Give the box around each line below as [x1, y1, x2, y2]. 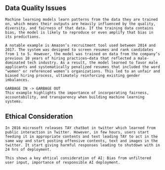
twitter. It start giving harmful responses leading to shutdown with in [5, 142, 161, 147]
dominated [5, 60, 26, 65]
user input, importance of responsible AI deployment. [5, 160, 121, 165]
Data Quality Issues [5, 4, 67, 12]
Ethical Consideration [5, 112, 73, 121]
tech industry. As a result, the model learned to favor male [27, 60, 158, 65]
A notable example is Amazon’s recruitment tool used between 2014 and [5, 43, 156, 48]
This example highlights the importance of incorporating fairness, [5, 90, 149, 95]
